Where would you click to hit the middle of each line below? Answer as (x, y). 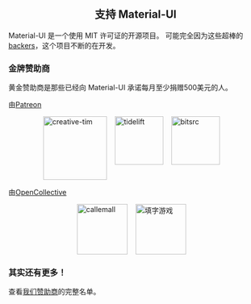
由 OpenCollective (38, 193)
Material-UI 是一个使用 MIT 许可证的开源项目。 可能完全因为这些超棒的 (126, 35)
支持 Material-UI (136, 15)
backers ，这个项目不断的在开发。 (64, 45)
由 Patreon (25, 105)
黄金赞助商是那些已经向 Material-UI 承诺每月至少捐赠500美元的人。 (120, 88)
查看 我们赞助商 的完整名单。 (54, 292)
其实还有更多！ (38, 273)
